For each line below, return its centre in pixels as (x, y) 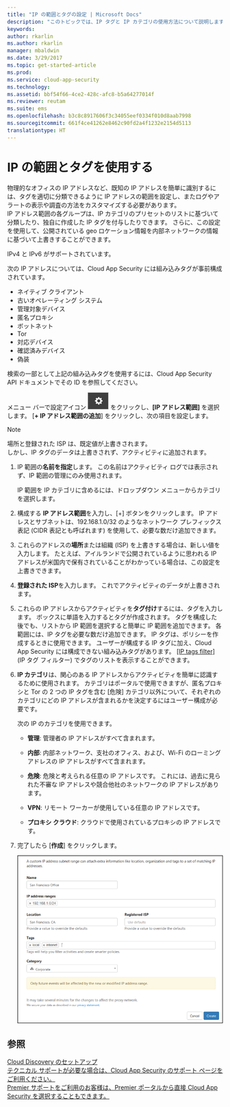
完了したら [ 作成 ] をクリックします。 (69, 845)
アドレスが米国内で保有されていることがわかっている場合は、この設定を (119, 562)
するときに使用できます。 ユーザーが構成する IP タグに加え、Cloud (117, 643)
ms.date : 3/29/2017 (35, 58)
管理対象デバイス (41, 308)
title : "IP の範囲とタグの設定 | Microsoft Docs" (75, 14)
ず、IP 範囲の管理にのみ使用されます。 (71, 475)
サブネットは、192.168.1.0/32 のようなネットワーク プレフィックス (128, 521)
